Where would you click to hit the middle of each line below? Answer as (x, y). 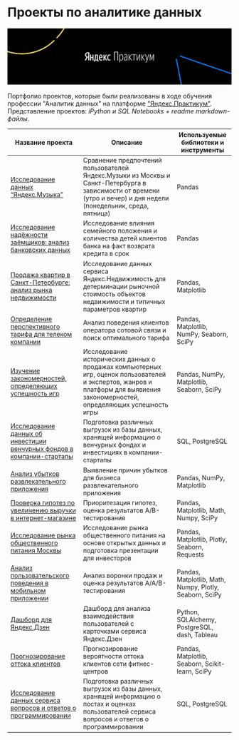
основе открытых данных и (124, 543)
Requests (191, 554)
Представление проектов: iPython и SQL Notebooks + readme (101, 111)
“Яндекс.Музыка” (37, 194)
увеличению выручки (43, 510)
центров (96, 671)
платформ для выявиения (122, 390)
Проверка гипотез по (43, 502)
